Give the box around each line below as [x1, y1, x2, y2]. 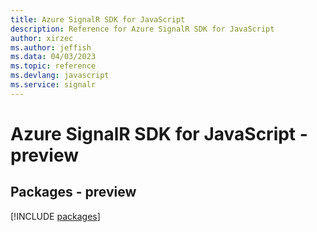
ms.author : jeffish [10, 42, 92, 53]
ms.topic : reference [10, 61, 97, 71]
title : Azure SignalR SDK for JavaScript [10, 14, 186, 25]
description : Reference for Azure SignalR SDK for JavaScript [10, 24, 275, 34]
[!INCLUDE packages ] [10, 210, 101, 222]
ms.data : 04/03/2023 [10, 52, 97, 62]
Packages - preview [10, 184, 137, 201]
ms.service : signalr [10, 80, 97, 90]
